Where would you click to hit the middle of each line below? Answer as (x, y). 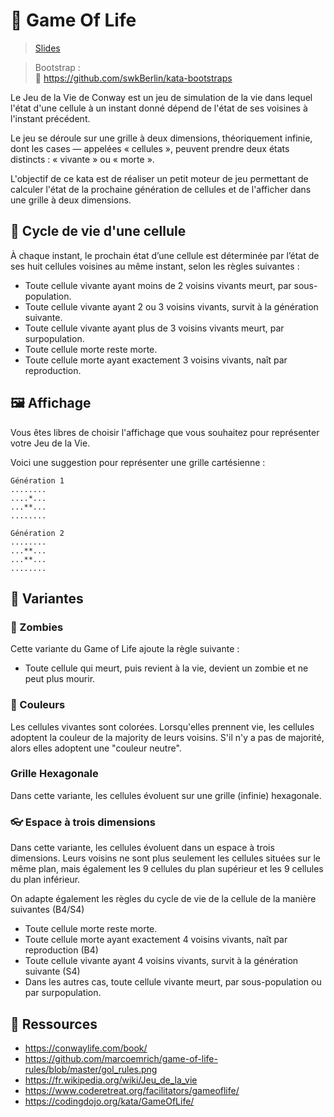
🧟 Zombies (37, 627)
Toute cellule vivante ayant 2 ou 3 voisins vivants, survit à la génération (171, 306)
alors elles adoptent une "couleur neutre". (96, 748)
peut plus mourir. (60, 679)
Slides (47, 48)
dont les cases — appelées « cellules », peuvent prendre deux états (150, 148)
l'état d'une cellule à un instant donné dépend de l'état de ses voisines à (159, 108)
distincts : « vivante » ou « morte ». (82, 159)
